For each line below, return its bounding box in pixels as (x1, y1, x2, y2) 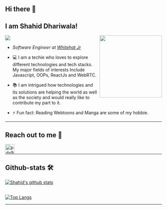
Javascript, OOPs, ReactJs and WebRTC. (12, 72, 97, 78)
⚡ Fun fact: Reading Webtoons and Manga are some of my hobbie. (12, 110, 149, 116)
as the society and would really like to (12, 95, 90, 101)
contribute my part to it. (12, 100, 61, 106)
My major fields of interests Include (12, 67, 85, 73)
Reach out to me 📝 (5, 130, 63, 139)
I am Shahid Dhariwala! (5, 22, 78, 30)
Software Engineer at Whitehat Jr (12, 44, 81, 50)
